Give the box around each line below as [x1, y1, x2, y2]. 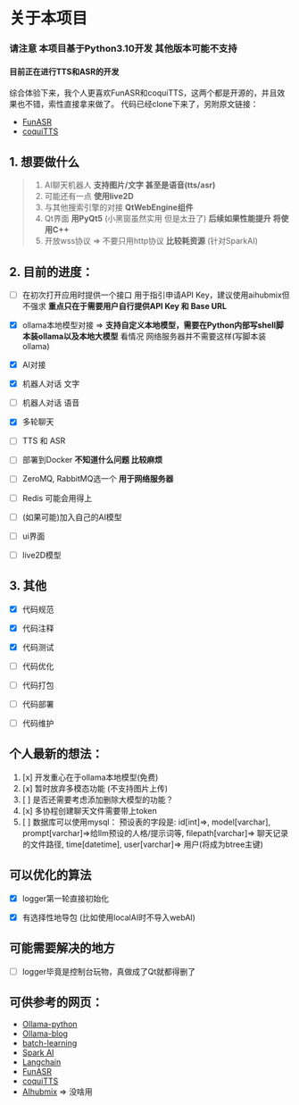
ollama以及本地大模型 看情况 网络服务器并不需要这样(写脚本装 [37, 331, 266, 342]
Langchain [21, 1057, 62, 1067]
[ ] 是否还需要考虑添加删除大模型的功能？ [21, 794, 174, 805]
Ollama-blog [21, 1028, 69, 1039]
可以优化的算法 [9, 867, 92, 883]
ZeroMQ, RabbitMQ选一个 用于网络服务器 [21, 473, 174, 484]
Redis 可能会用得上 [21, 492, 93, 503]
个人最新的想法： [9, 747, 104, 762]
